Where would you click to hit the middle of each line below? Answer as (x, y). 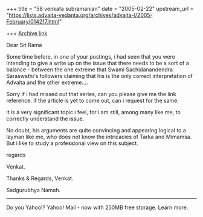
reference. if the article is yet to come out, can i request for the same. (93, 100)
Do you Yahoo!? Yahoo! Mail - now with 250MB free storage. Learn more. (97, 207)
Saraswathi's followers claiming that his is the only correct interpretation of (100, 76)
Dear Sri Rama (24, 45)
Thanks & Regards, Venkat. (40, 178)
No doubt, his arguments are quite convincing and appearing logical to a (96, 130)
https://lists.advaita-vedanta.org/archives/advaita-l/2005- (81, 15)
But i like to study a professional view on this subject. (72, 143)
